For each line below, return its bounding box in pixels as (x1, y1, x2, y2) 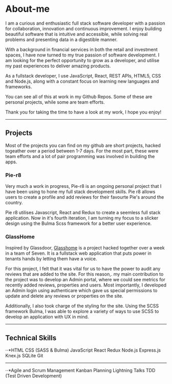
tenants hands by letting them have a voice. (5, 256, 97, 262)
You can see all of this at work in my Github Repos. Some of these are (5, 93, 153, 100)
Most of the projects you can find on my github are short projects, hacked (5, 142, 161, 148)
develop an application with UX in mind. (5, 314, 89, 320)
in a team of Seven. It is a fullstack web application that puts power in (5, 250, 152, 257)
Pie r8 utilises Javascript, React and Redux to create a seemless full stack (5, 209, 161, 216)
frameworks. (5, 83, 32, 90)
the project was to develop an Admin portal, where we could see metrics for (5, 277, 165, 283)
